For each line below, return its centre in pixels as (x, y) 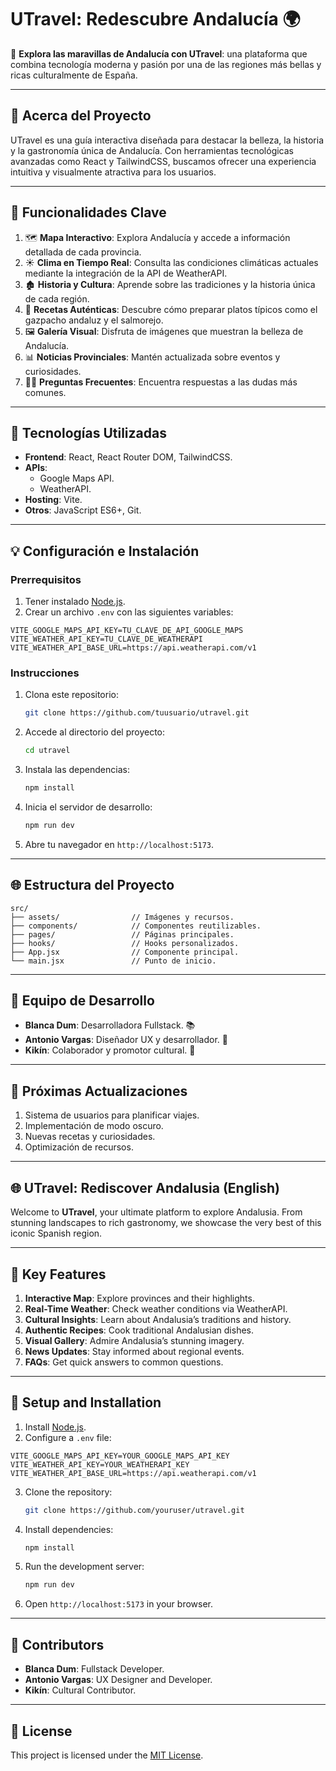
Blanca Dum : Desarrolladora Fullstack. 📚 (110, 1025)
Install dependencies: (69, 1529)
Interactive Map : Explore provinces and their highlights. (139, 1298)
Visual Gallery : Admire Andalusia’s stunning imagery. (134, 1340)
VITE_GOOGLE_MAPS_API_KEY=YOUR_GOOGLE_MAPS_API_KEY (120, 1456)
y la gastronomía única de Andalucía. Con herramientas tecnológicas (152, 150)
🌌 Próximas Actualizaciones (99, 1091)
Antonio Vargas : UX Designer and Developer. (118, 1680)
